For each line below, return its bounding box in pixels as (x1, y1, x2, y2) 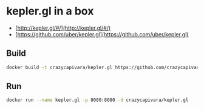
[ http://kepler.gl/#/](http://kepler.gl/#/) (15, 24, 111, 31)
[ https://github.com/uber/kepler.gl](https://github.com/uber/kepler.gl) (15, 30, 189, 38)
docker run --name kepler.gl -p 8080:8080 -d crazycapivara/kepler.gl (6, 97, 189, 104)
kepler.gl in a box (6, 4, 94, 18)
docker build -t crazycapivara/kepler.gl (6, 64, 113, 70)
